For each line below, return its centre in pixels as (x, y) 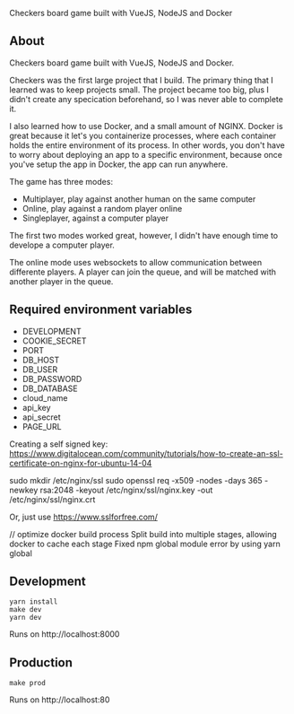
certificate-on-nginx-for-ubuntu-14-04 (81, 463)
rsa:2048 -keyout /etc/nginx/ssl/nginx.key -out (126, 490)
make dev (26, 610)
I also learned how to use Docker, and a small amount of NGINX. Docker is (147, 126)
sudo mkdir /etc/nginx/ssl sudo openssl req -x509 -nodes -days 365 (136, 480)
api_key (36, 407)
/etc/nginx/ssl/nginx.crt (52, 499)
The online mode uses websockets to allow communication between (136, 262)
